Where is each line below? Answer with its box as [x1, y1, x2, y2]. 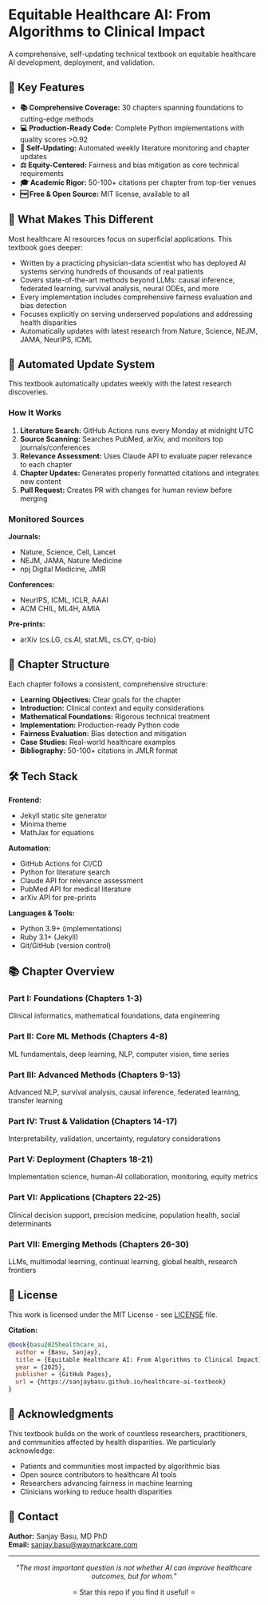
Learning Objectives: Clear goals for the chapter [19, 694, 181, 704]
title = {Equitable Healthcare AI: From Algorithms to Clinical [15, 1355, 234, 1363]
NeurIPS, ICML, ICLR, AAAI [19, 594, 109, 605]
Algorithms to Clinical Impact [8, 22, 206, 41]
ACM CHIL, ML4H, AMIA [19, 603, 100, 613]
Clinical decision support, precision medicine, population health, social [8, 1210, 241, 1219]
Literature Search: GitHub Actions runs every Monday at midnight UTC [19, 426, 254, 435]
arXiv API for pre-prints [19, 892, 97, 902]
